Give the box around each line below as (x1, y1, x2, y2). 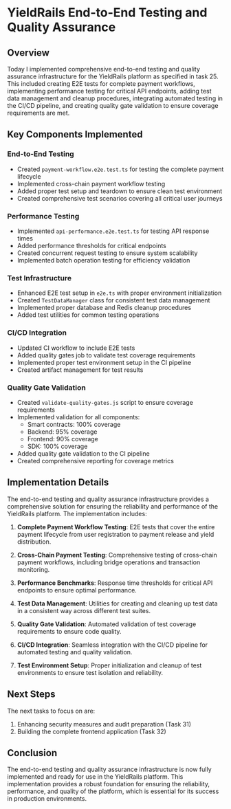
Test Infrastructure (7, 273, 72, 282)
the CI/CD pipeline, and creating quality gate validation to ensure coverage (7, 102, 219, 109)
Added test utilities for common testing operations (16, 311, 159, 319)
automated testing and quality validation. (16, 647, 133, 656)
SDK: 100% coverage (27, 442, 88, 450)
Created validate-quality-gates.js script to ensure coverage (16, 398, 194, 406)
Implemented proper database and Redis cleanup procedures (16, 304, 191, 312)
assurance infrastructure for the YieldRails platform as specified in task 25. (7, 72, 219, 80)
